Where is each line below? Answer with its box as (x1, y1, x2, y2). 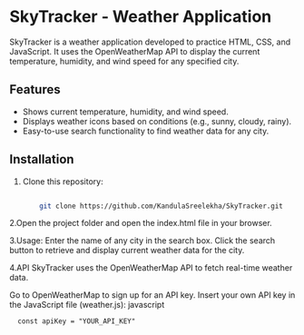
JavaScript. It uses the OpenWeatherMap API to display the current (9, 45, 260, 56)
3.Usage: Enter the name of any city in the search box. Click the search (9, 235, 276, 246)
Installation (9, 152, 74, 167)
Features (9, 82, 61, 97)
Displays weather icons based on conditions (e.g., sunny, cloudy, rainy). (22, 115, 292, 126)
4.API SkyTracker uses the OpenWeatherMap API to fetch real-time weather (9, 262, 293, 273)
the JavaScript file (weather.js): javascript (9, 300, 165, 310)
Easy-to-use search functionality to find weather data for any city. (22, 125, 270, 136)
